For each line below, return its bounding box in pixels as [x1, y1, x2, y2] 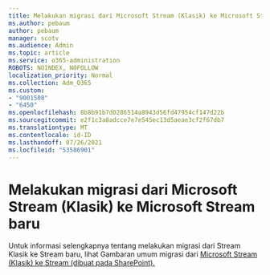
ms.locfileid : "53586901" [8, 146, 95, 154]
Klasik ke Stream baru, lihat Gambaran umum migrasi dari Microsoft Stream [8, 249, 258, 259]
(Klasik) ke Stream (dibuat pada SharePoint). [8, 258, 155, 268]
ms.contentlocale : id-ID [8, 131, 92, 139]
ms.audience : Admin [8, 42, 74, 50]
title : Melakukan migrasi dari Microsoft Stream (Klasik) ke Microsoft [8, 11, 253, 20]
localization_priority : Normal [8, 71, 113, 79]
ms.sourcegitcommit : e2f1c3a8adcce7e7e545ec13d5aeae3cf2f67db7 [8, 116, 225, 124]
